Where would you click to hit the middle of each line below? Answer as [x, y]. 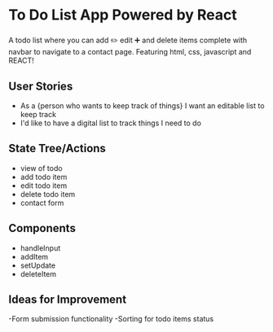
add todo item [44, 177]
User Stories [41, 86]
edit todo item [44, 186]
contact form [42, 203]
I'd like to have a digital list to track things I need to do [111, 123]
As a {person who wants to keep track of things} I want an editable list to [142, 105]
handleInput [40, 248]
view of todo [41, 168]
